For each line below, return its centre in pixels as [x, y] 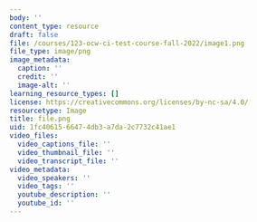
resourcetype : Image [48, 111]
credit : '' [38, 77]
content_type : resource [54, 26]
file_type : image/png [50, 52]
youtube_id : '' [46, 203]
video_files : [34, 136]
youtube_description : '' [64, 195]
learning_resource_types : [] [64, 93]
